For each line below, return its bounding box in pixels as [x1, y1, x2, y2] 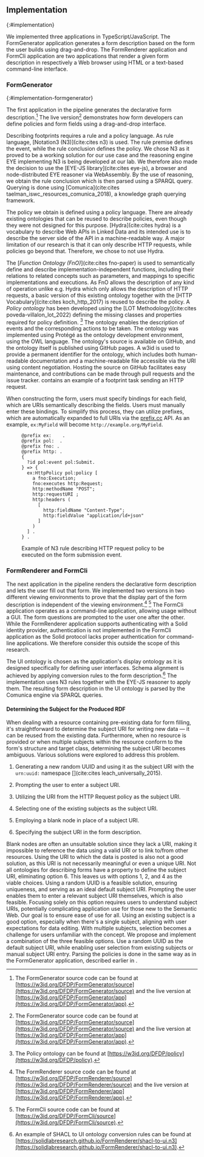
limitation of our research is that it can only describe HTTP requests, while [6, 241, 192, 248]
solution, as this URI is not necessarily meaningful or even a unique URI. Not [6, 860, 196, 867]
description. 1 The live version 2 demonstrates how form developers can [6, 113, 183, 121]
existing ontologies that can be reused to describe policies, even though [6, 215, 187, 222]
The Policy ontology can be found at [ [15, 1050, 110, 1057]
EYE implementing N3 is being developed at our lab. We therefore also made [6, 158, 198, 165]
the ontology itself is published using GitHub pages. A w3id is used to [6, 344, 180, 352]
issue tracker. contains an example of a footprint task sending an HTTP [6, 377, 184, 384]
